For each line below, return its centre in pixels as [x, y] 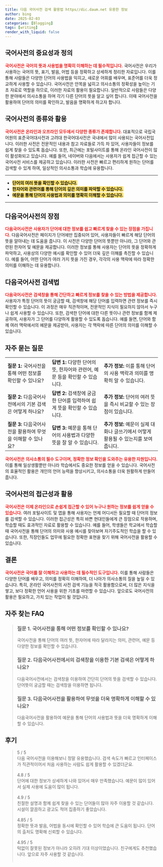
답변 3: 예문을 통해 [72, 428]
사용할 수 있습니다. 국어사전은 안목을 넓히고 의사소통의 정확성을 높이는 [84, 84]
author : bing [18, 14]
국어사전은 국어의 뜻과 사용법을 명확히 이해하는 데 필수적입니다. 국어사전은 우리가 [81, 66]
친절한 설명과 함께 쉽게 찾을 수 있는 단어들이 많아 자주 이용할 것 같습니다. [85, 803]
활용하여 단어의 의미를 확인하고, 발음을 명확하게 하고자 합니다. [63, 102]
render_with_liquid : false [32, 32]
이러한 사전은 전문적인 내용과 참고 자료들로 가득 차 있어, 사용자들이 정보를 [84, 143]
